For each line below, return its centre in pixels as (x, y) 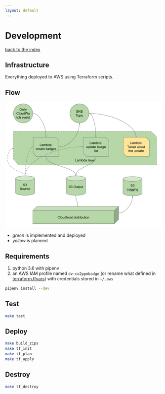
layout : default (22, 10)
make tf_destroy (22, 387)
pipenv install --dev (27, 288)
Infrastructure (27, 65)
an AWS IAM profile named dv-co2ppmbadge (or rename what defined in (84, 273)
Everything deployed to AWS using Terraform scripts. (59, 77)
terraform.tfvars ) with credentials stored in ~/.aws (63, 278)
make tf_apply (20, 359)
